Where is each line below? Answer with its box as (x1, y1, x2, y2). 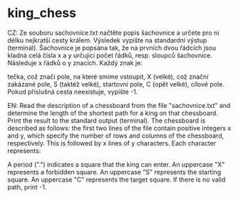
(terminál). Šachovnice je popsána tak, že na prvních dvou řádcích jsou (7, 43, 216, 52)
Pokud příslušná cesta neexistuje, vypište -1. (7, 87, 138, 96)
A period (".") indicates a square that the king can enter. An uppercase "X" (7, 160, 225, 168)
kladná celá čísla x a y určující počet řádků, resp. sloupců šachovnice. (7, 51, 212, 60)
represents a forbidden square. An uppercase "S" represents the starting (7, 167, 222, 176)
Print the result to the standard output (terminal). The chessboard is (7, 116, 206, 125)
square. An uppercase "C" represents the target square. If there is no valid (7, 175, 226, 184)
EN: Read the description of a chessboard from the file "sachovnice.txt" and (7, 101, 231, 109)
